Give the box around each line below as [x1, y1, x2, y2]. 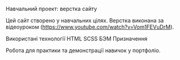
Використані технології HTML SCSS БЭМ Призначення [5, 35, 148, 42]
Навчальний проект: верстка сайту [5, 5, 97, 12]
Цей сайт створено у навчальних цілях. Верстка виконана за [5, 17, 164, 24]
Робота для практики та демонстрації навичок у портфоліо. [5, 47, 161, 54]
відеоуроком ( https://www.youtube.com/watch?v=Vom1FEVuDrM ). [5, 24, 175, 30]
